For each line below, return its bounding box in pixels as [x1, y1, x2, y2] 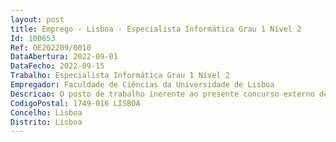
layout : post [10, 14, 65, 25]
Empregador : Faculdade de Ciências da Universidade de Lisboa [10, 80, 275, 90]
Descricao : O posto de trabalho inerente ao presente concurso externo [10, 89, 315, 99]
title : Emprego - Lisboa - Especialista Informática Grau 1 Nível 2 [10, 24, 302, 34]
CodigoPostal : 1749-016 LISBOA [10, 98, 141, 108]
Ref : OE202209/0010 [10, 42, 92, 53]
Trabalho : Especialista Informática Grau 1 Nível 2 [10, 71, 230, 81]
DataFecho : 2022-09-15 [10, 61, 105, 71]
